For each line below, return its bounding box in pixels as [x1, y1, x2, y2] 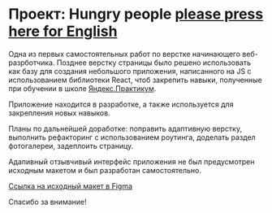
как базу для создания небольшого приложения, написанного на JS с [8, 66, 252, 76]
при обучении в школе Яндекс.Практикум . [8, 83, 157, 93]
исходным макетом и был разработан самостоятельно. [8, 165, 201, 175]
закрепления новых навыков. [8, 107, 111, 118]
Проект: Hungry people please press [8, 5, 264, 24]
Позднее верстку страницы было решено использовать [56, 58, 252, 67]
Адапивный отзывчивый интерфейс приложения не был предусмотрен [8, 156, 255, 167]
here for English [8, 22, 118, 41]
